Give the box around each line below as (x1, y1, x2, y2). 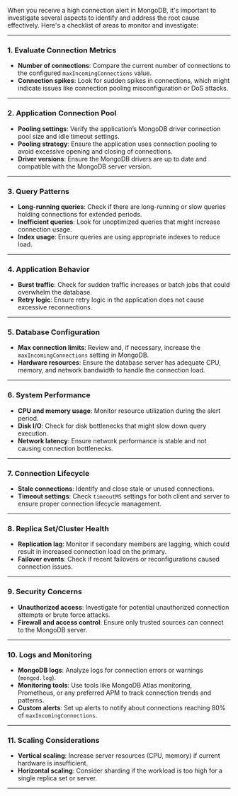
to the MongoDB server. (17, 625, 88, 634)
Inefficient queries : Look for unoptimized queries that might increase (17, 217, 221, 226)
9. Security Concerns (7, 587, 83, 597)
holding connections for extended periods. (17, 210, 142, 218)
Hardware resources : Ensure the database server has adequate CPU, (17, 358, 222, 367)
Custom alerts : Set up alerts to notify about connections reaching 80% (17, 703, 226, 712)
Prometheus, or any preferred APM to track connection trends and (17, 688, 212, 697)
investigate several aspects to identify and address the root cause (7, 13, 200, 22)
